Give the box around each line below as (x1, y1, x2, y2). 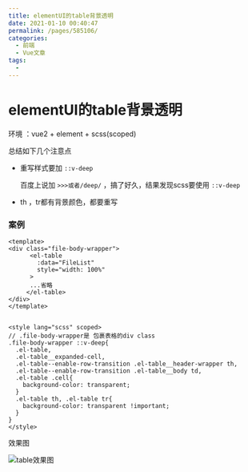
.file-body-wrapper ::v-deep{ (8, 338, 110, 347)
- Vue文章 (15, 49, 46, 57)
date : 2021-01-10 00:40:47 (8, 19, 98, 27)
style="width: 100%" (37, 265, 106, 273)
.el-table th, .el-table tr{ (15, 394, 113, 403)
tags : (8, 57, 26, 65)
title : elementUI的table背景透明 (8, 11, 114, 20)
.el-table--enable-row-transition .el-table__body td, (15, 366, 202, 375)
